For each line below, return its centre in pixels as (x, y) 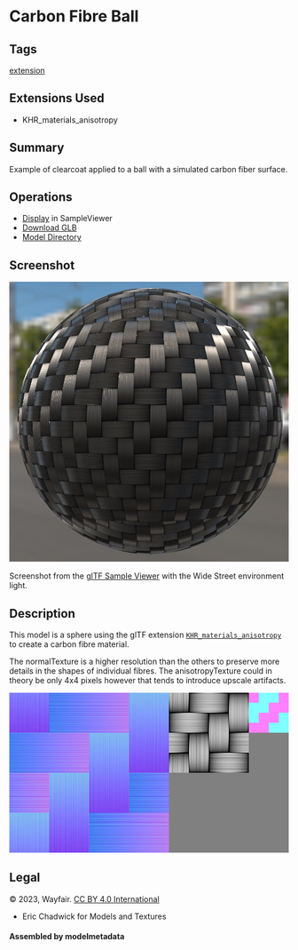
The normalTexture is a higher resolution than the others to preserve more (145, 662)
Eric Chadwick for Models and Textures (94, 916)
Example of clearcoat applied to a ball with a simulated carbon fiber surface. (149, 169)
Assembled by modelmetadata (67, 937)
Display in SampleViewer (67, 219)
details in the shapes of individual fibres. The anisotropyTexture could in (141, 671)
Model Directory (51, 237)
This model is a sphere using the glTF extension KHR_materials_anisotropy (145, 635)
